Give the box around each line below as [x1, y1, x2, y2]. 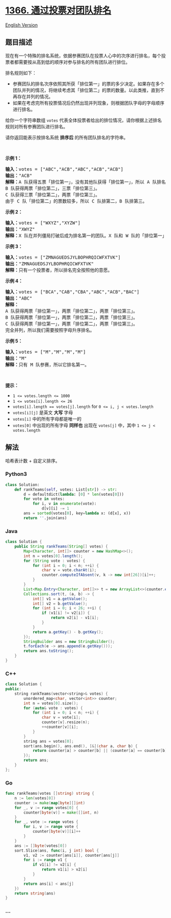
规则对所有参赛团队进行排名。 [5, 123, 68, 129]
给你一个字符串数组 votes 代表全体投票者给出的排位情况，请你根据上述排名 [5, 117, 162, 123]
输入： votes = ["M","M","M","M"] [5, 349, 86, 355]
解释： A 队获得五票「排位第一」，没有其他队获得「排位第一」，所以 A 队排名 [5, 179, 166, 185]
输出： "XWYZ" [5, 226, 35, 232]
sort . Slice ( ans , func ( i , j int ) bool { [14, 848, 99, 853]
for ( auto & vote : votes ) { [23, 705, 83, 710]
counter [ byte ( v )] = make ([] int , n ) [23, 810, 99, 815]
